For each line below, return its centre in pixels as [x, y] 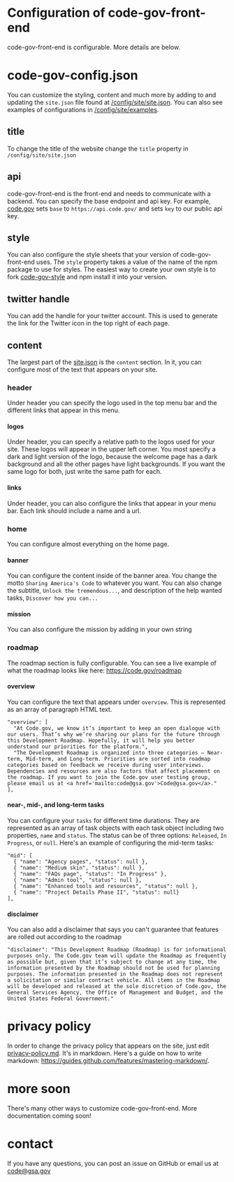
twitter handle [38, 299]
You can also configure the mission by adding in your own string [100, 629]
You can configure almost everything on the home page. [88, 544]
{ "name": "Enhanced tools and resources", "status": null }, [106, 887]
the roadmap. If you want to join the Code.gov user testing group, [109, 777]
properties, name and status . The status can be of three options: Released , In [117, 836]
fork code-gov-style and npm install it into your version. [87, 277]
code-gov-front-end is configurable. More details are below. [94, 47]
